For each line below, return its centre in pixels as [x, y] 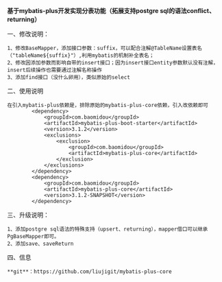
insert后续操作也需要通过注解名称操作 [55, 70]
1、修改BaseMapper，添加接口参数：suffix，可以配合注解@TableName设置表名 [104, 48]
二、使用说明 [25, 91]
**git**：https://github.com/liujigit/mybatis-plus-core [90, 272]
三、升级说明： [28, 215]
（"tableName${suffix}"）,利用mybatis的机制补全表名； [81, 56]
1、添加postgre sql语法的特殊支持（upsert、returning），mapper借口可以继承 [108, 229]
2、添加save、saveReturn [40, 244]
